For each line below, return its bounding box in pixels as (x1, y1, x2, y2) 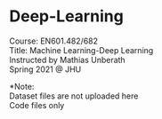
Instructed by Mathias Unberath (9, 54, 126, 65)
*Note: (9, 81, 35, 91)
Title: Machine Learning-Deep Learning (9, 44, 154, 55)
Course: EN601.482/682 (9, 36, 99, 46)
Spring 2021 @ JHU (9, 64, 82, 75)
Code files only (9, 99, 65, 110)
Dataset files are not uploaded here (9, 91, 139, 101)
